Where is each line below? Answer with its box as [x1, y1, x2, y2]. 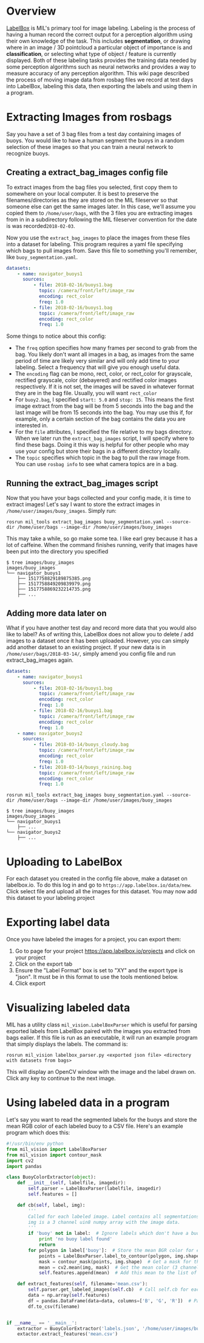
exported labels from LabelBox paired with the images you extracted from [6, 1028, 191, 1035]
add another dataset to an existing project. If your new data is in [6, 643, 166, 651]
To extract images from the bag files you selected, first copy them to [6, 184, 178, 191]
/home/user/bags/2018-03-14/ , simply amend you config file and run [6, 650, 176, 657]
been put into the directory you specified [6, 548, 109, 555]
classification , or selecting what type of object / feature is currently [6, 50, 177, 57]
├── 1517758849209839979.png [17, 581, 91, 587]
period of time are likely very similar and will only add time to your [15, 357, 180, 365]
